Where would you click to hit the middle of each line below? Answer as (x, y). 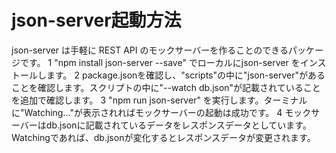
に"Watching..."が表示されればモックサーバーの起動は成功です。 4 (147, 112)
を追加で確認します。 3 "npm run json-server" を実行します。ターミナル (159, 100)
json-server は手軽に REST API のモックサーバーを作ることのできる (150, 50)
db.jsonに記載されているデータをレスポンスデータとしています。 (178, 125)
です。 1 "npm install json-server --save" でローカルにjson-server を (160, 62)
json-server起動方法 (96, 20)
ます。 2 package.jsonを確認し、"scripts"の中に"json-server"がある (185, 75)
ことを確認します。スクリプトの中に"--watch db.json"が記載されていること (166, 87)
